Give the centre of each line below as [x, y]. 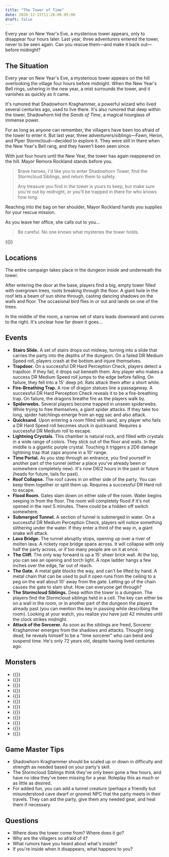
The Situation [27, 66]
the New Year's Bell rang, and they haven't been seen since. [68, 146]
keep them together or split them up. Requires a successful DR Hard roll [87, 485]
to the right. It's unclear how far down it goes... [54, 322]
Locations [21, 258]
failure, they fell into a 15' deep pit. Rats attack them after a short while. [86, 382]
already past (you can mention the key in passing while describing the [85, 608]
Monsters [21, 662]
